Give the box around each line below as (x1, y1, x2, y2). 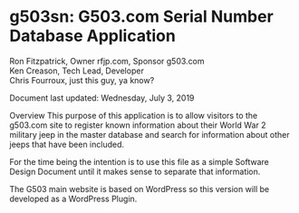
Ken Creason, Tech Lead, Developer (9, 65, 145, 76)
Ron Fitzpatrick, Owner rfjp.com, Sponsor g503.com (9, 55, 206, 66)
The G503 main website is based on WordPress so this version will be (9, 183, 270, 194)
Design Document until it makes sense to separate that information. (9, 166, 261, 177)
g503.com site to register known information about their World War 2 (9, 120, 266, 131)
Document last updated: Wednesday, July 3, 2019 (9, 92, 195, 103)
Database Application (9, 25, 177, 46)
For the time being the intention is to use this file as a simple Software (9, 156, 269, 167)
